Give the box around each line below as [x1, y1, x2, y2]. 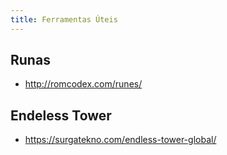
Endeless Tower [10, 107, 112, 124]
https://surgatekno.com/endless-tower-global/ [24, 134, 217, 146]
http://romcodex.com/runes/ [24, 78, 143, 90]
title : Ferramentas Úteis [10, 14, 118, 25]
